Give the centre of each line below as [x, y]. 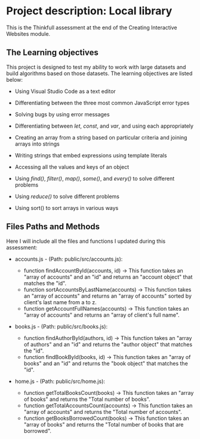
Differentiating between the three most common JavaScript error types [102, 103]
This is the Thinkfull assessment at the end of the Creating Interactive [92, 27]
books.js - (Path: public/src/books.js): [61, 326]
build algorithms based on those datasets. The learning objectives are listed [99, 73]
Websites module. [28, 33]
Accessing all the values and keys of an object [72, 167]
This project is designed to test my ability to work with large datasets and [96, 67]
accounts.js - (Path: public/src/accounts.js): [69, 259]
